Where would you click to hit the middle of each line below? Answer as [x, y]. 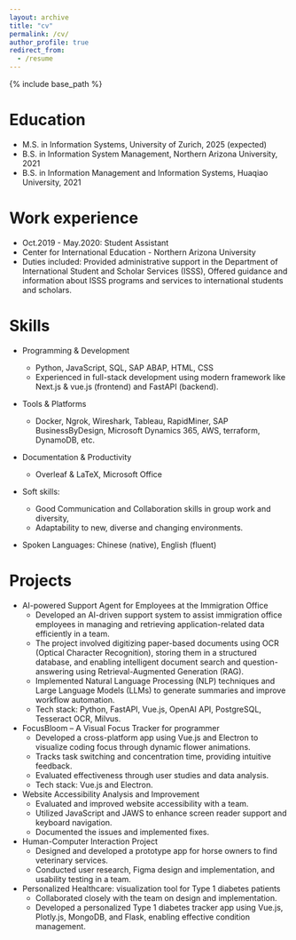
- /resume [35, 59]
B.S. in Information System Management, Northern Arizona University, [150, 154]
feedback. [54, 766]
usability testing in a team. [83, 879]
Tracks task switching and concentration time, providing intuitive [153, 756]
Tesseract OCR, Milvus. [78, 718]
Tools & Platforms [54, 403]
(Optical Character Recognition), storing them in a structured [146, 652]
